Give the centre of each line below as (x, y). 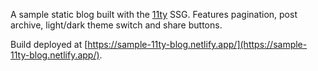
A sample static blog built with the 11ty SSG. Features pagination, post (154, 14)
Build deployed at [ (49, 44)
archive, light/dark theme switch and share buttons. (116, 25)
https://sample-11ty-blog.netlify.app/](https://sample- (197, 44)
